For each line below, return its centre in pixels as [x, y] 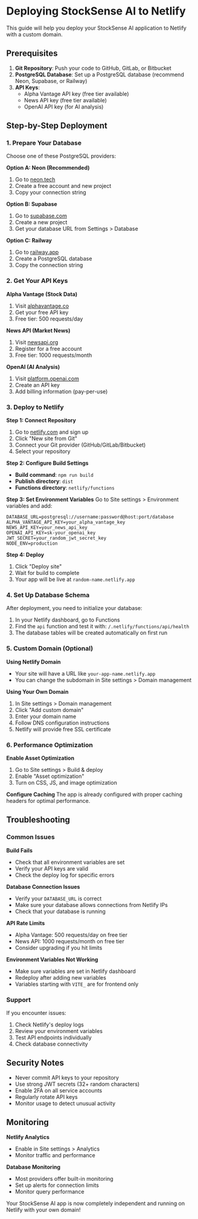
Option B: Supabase [32, 204]
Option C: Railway [29, 241]
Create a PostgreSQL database [53, 259]
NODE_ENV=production [32, 543]
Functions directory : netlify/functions [65, 488]
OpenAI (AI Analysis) [33, 367]
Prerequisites [32, 54]
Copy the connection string [49, 265]
